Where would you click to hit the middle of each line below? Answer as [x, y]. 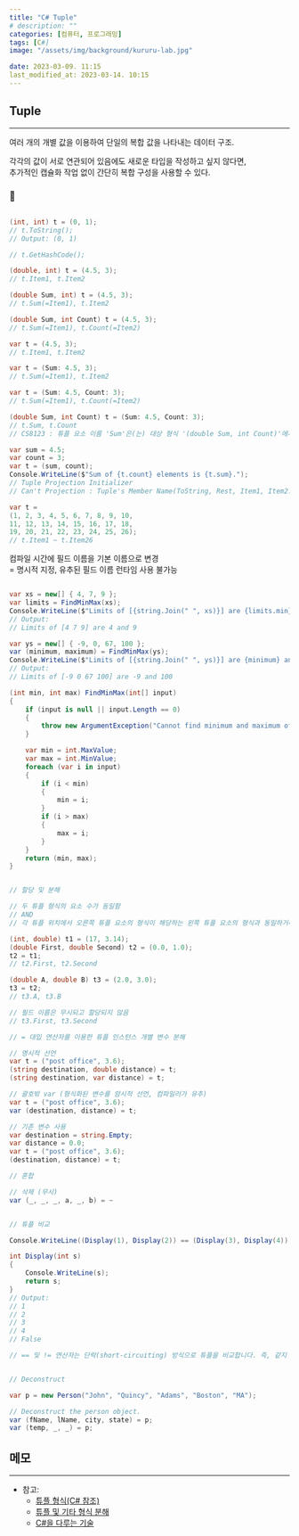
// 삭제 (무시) [33, 1192]
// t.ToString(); [41, 230]
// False [25, 1339]
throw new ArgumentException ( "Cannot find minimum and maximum [161, 726]
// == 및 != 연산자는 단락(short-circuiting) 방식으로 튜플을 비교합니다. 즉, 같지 [148, 1356]
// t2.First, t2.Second [53, 964]
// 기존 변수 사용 [38, 1127]
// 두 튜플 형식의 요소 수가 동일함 [65, 907]
